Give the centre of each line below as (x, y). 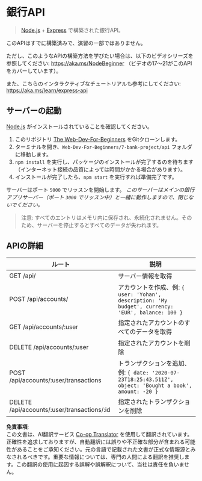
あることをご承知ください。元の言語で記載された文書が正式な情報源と (103, 449)
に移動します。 (33, 154)
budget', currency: (146, 306)
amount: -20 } (138, 391)
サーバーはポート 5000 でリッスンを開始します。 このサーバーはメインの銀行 (100, 190)
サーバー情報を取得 (145, 276)
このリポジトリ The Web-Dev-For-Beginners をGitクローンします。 (98, 139)
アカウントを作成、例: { (151, 287)
